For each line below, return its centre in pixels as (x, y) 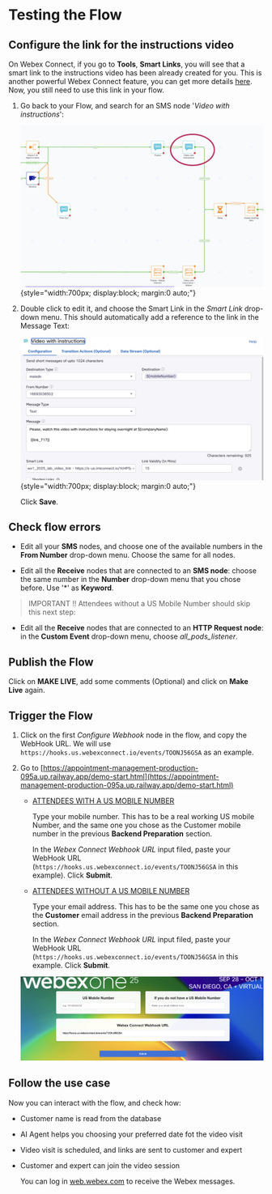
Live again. (27, 690)
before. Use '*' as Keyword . (67, 588)
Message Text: (45, 325)
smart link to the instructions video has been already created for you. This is (135, 73)
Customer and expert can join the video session (100, 1165)
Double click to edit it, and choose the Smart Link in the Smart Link (131, 308)
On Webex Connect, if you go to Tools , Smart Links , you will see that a (127, 64)
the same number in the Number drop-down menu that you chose (130, 580)
